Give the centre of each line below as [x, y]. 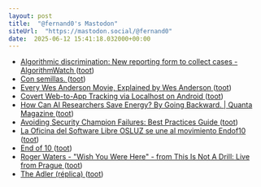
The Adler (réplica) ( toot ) [62, 174]
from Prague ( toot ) [51, 165]
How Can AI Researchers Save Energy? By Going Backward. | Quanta [136, 105]
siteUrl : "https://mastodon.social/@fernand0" [91, 31]
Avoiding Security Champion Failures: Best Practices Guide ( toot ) [129, 122]
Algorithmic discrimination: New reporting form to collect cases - [129, 62]
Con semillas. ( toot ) [53, 79]
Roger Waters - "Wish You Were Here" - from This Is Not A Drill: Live [135, 157]
